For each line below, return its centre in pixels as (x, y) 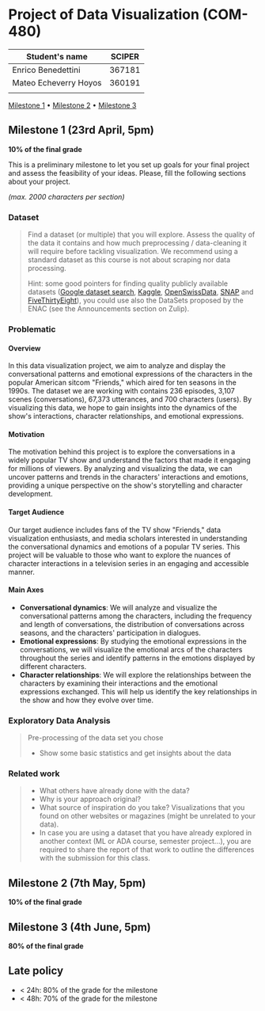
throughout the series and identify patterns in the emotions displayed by (137, 658)
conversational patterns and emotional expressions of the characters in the (131, 374)
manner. (22, 572)
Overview (25, 348)
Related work (34, 773)
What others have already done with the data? (114, 791)
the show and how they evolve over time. (87, 700)
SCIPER (125, 56)
